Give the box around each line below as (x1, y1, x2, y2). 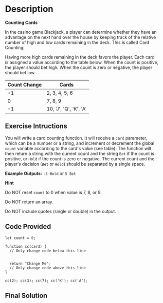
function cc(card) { (5, 244, 47, 249)
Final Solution (5, 291, 48, 300)
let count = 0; (5, 236, 36, 240)
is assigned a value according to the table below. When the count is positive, (5, 59, 159, 65)
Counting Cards (5, 20, 38, 25)
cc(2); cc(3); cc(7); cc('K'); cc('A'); (5, 278, 89, 283)
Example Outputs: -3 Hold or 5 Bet (5, 170, 76, 176)
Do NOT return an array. (5, 199, 54, 205)
